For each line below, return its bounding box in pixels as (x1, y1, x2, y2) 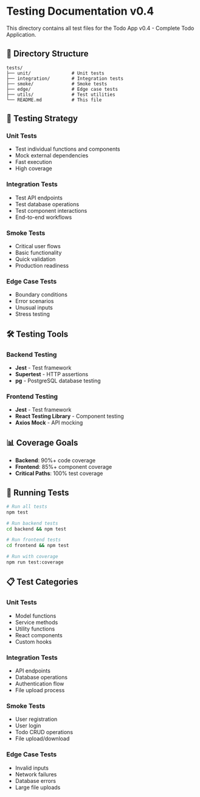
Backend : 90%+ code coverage (15, 457, 96, 464)
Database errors (15, 777, 57, 784)
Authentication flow (15, 680, 64, 687)
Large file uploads (15, 784, 61, 791)
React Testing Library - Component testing (15, 413, 125, 420)
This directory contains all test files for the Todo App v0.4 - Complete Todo (6, 24, 195, 32)
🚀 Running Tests (6, 487, 69, 498)
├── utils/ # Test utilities (6, 91, 116, 98)
